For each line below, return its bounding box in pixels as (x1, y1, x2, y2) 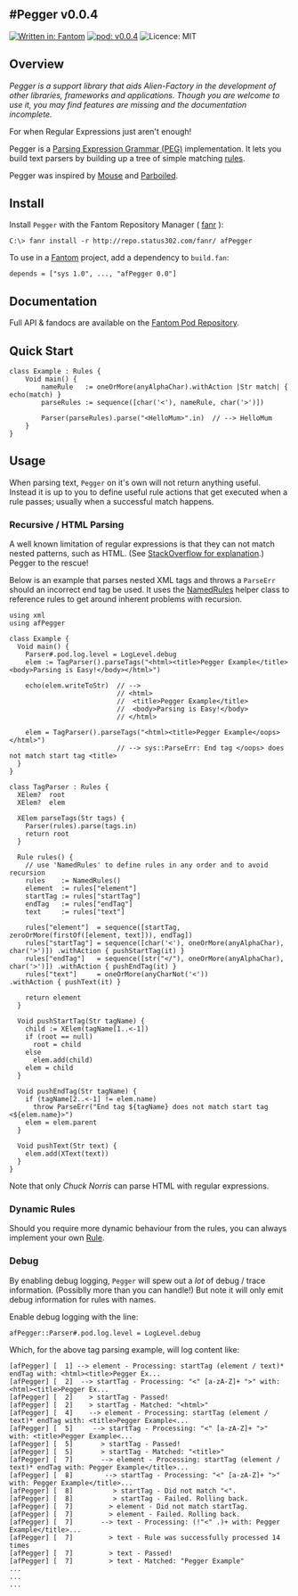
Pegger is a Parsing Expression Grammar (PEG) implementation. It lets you (9, 143, 282, 154)
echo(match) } (9, 391, 62, 399)
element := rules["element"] (25, 884, 138, 893)
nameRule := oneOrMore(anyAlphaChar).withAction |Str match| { (41, 383, 289, 391)
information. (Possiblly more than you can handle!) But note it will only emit (9, 1284, 284, 1296)
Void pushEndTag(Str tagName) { (17, 1087, 138, 1096)
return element (25, 993, 82, 1002)
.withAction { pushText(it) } (9, 978, 122, 987)
